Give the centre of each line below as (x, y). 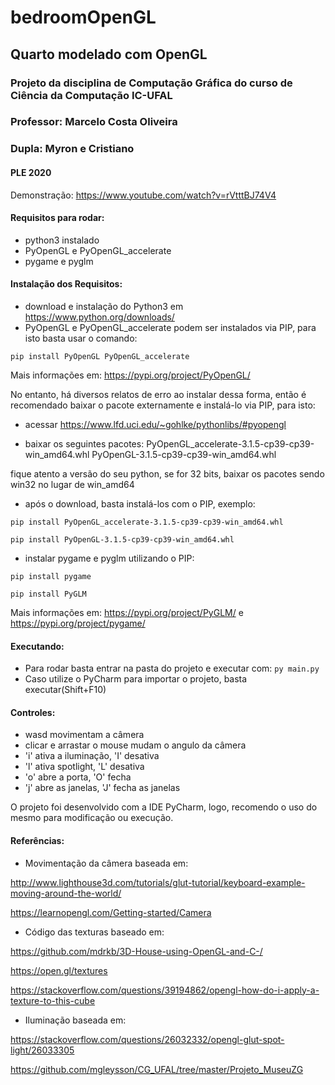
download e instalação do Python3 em (104, 306)
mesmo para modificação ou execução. (92, 818)
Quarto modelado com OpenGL (109, 54)
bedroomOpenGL (83, 17)
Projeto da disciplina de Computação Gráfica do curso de (151, 83)
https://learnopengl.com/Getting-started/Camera (111, 912)
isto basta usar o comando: (81, 338)
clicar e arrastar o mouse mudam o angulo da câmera (135, 745)
